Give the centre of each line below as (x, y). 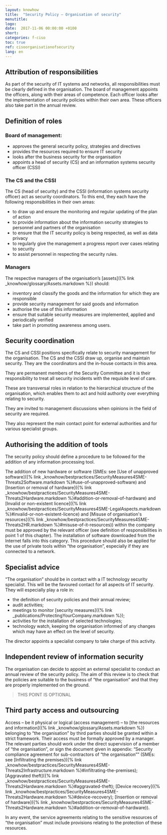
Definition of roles (34, 121)
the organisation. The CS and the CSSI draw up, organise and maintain (78, 358)
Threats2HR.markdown (29, 525)
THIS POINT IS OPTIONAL (44, 694)
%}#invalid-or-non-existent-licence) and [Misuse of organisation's (74, 514)
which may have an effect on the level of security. (64, 632)
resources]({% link (24, 520)
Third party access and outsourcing (62, 711)
